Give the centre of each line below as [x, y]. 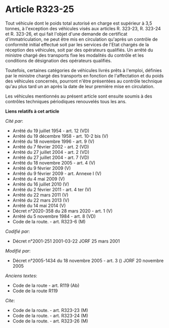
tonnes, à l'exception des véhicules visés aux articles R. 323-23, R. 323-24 [83, 28]
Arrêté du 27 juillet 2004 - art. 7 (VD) [51, 157]
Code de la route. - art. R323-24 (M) [50, 315]
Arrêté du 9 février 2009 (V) [42, 168]
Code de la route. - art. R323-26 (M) [50, 321]
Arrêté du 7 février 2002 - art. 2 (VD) [51, 146]
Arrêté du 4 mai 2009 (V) [39, 179]
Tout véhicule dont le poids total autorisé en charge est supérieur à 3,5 [79, 23]
